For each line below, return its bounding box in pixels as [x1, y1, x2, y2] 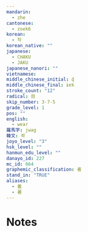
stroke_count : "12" [6, 88, 56, 94]
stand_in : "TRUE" [6, 172, 50, 179]
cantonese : [6, 20, 34, 26]
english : [6, 116, 29, 122]
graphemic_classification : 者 [6, 167, 82, 173]
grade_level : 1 [6, 104, 45, 111]
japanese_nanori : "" [6, 65, 59, 71]
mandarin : [6, 8, 32, 15]
